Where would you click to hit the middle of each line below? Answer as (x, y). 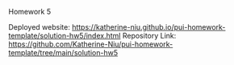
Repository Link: (149, 36)
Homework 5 (29, 12)
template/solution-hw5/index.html (65, 36)
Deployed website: (39, 27)
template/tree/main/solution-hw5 (63, 53)
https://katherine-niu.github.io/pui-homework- (148, 27)
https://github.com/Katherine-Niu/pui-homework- (91, 44)
